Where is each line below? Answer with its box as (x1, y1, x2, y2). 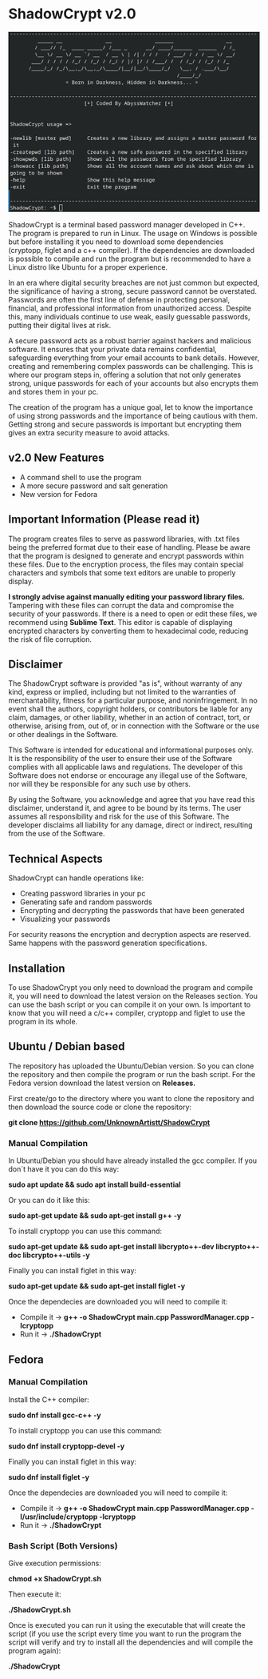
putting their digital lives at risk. (8, 320, 112, 330)
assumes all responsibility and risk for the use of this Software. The (8, 811, 230, 821)
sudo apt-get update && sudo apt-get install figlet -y (8, 1281, 186, 1291)
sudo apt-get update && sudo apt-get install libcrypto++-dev (8, 1242, 215, 1252)
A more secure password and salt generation (19, 481, 168, 491)
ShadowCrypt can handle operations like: (8, 873, 144, 883)
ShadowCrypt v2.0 (8, 5, 137, 23)
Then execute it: (8, 1589, 61, 1599)
